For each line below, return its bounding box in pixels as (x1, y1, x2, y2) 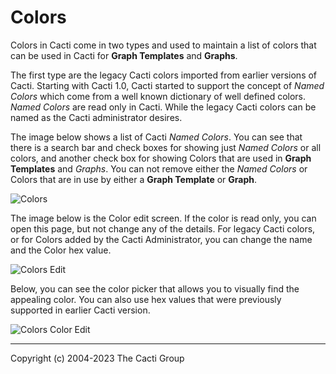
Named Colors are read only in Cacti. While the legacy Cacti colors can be (10, 101, 317, 113)
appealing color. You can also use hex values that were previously (10, 293, 282, 305)
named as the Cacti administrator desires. (10, 111, 183, 123)
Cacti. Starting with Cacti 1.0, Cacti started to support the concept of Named (10, 79, 325, 91)
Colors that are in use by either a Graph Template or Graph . (10, 173, 258, 185)
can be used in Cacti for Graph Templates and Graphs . (10, 49, 238, 61)
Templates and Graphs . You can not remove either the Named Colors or (10, 162, 308, 175)
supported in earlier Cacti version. (10, 304, 151, 316)
